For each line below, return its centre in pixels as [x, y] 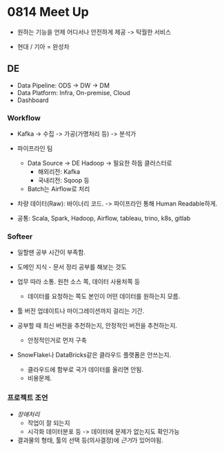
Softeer [20, 237]
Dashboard [33, 100]
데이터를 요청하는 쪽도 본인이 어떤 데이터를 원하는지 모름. [104, 297]
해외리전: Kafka [59, 172]
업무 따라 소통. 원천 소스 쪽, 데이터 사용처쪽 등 [79, 282]
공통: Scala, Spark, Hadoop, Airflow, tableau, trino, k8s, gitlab [104, 219]
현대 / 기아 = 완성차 [43, 46]
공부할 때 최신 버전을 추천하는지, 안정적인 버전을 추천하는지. [97, 325]
